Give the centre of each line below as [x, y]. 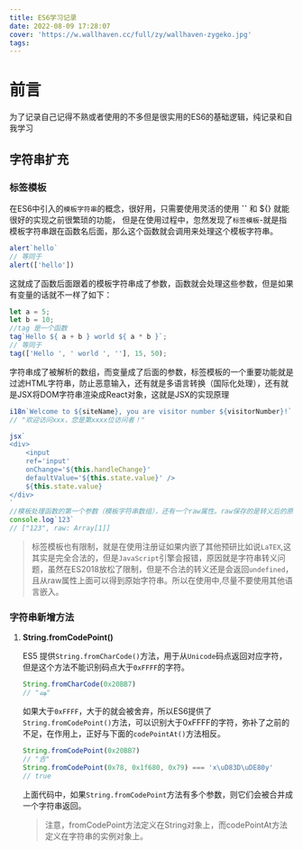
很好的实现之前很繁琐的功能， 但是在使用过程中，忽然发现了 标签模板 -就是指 [148, 219]
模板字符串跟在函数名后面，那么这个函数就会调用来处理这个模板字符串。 [143, 231]
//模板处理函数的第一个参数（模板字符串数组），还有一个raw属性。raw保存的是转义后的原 [151, 512]
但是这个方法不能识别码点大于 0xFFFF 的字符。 [106, 667]
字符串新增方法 [42, 617]
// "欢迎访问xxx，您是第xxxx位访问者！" [78, 420]
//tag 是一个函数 [38, 329]
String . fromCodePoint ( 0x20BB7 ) [81, 751]
